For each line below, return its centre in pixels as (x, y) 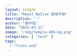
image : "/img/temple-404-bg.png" (39, 32)
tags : (10, 41)
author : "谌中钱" (21, 23)
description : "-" (23, 19)
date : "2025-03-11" (25, 28)
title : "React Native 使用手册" (37, 14)
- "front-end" (24, 46)
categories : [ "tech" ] (29, 37)
